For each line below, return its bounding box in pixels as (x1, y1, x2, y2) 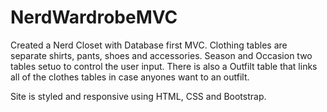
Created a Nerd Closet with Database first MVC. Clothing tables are (10, 39, 288, 51)
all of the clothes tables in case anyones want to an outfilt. (10, 71, 250, 83)
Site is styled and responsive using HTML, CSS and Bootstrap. (10, 90, 267, 102)
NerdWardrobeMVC (10, 6, 178, 29)
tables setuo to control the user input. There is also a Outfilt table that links (10, 60, 318, 72)
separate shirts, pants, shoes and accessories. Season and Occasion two (10, 49, 313, 61)
